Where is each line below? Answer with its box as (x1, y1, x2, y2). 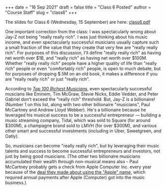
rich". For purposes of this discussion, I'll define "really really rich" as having (5, 50, 161, 56)
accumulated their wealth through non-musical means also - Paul (5, 159, 139, 164)
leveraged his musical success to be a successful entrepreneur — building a (5, 112, 161, 118)
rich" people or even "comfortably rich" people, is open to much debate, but (5, 65, 161, 71)
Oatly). (5, 133, 19, 139)
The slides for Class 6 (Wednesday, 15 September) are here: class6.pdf (5, 19, 150, 25)
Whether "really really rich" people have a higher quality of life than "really (5, 61, 157, 66)
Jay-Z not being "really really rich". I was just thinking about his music (5, 34, 148, 40)
